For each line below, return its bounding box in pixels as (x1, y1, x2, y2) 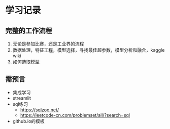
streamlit (12, 95, 31, 101)
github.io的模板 (12, 118, 45, 124)
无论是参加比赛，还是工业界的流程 (12, 41, 84, 47)
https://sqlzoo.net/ (20, 107, 59, 113)
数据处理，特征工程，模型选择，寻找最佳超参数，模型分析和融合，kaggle (12, 47, 165, 53)
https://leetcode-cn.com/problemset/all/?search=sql (20, 112, 130, 118)
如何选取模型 (12, 59, 40, 65)
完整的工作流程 (5, 26, 52, 35)
